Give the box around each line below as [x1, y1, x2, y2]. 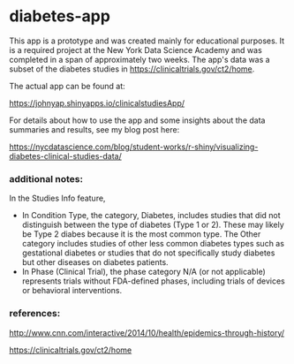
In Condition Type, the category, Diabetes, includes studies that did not [21, 210, 281, 221]
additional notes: [9, 172, 84, 185]
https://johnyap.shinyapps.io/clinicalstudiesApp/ [9, 97, 185, 108]
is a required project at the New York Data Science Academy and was [9, 44, 262, 55]
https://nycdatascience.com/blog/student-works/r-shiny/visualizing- [9, 141, 259, 152]
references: [9, 307, 61, 320]
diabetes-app [9, 6, 110, 27]
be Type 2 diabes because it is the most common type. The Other [21, 229, 261, 239]
